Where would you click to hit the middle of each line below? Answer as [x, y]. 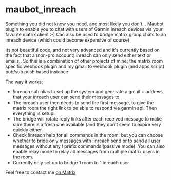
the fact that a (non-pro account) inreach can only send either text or [78, 55]
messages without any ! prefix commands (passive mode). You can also [89, 146]
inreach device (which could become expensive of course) [68, 40]
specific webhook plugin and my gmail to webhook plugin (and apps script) [85, 66]
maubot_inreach [41, 9]
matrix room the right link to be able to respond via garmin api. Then [85, 108]
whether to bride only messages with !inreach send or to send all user [87, 141]
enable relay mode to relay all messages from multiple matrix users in [86, 151]
